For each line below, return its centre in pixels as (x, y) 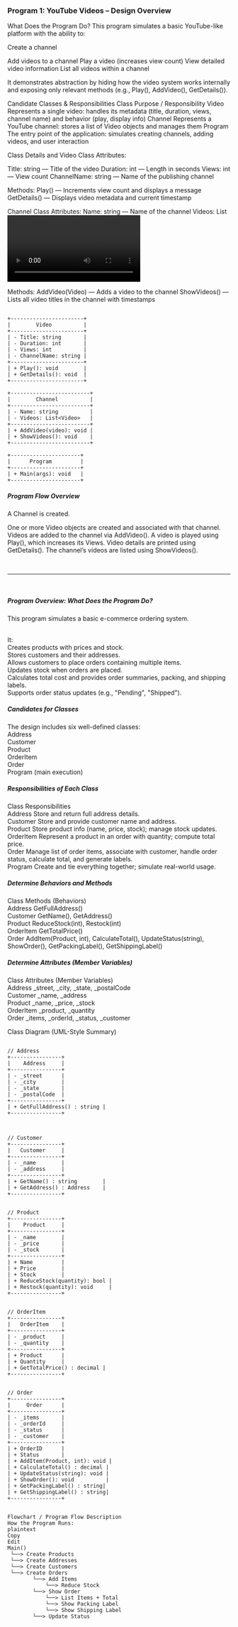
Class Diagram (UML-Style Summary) (62, 1032)
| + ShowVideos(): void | (50, 437)
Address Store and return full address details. (74, 814)
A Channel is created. (39, 514)
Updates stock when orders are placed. (65, 670)
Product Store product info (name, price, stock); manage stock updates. (112, 829)
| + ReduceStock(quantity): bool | (60, 1281)
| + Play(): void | (47, 369)
